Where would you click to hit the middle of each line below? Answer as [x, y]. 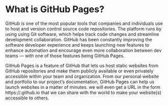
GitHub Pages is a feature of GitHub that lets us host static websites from [82, 65]
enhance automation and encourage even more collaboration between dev [83, 50]
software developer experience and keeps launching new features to [77, 45]
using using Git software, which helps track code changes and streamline [82, 34]
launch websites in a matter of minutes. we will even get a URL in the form [83, 87]
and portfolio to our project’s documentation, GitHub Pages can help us [80, 82]
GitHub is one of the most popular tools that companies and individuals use [84, 23]
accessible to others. [27, 98]
